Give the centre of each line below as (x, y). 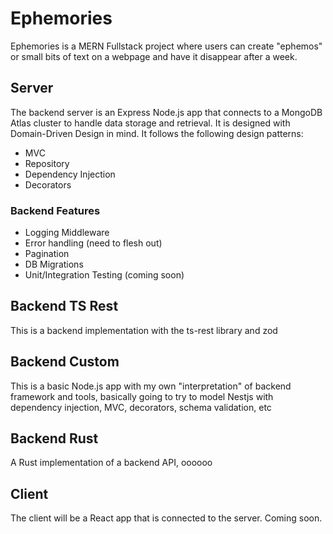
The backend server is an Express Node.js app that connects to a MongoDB (166, 112)
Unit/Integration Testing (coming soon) (104, 275)
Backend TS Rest (64, 306)
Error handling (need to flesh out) (93, 243)
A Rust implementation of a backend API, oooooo (111, 463)
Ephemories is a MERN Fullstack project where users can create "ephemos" (166, 46)
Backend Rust (54, 438)
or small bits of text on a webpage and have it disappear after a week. (154, 56)
